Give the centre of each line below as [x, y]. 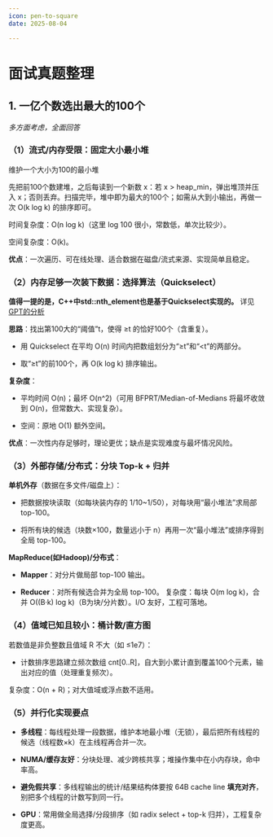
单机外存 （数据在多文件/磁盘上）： [65, 485]
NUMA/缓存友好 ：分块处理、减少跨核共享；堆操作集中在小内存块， [133, 759]
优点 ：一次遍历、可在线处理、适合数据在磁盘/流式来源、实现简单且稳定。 [131, 259]
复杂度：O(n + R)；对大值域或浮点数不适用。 [84, 690]
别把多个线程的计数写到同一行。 [74, 797]
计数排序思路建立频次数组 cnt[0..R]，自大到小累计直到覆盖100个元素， [138, 662]
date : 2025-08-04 [38, 24]
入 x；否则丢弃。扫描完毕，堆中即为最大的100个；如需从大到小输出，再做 [132, 197]
